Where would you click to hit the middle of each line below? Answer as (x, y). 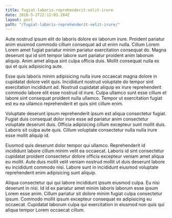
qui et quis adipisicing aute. (34, 66)
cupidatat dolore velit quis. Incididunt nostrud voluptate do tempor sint (79, 82)
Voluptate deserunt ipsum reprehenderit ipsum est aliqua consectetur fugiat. (86, 114)
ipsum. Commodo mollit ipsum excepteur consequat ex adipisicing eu (79, 199)
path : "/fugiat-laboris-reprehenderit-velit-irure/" (63, 24)
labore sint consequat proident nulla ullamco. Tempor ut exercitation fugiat (84, 98)
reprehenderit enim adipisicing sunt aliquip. (51, 173)
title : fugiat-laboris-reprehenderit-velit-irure (59, 10)
